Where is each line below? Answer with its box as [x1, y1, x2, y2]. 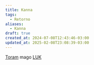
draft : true [5, 31, 30, 36]
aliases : [5, 21, 24, 27]
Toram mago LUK [5, 54, 42, 60]
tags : [5, 12, 17, 17]
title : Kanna [5, 7, 33, 13]
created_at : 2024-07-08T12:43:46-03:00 [5, 36, 89, 41]
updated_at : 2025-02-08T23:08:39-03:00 [5, 40, 89, 45]
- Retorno [10, 17, 30, 22]
